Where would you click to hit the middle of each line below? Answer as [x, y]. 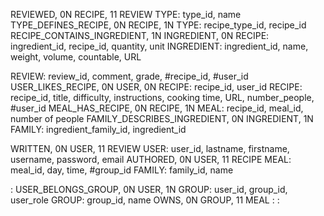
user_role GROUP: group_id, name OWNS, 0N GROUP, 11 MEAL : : [145, 200]
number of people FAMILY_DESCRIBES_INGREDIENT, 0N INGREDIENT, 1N [162, 118]
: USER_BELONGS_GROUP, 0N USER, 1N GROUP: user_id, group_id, [149, 189]
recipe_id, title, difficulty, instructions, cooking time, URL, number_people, [162, 97]
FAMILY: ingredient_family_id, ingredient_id [98, 129]
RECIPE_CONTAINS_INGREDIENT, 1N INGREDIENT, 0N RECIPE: [140, 35]
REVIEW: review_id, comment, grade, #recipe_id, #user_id [129, 76]
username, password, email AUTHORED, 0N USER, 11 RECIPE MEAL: [151, 159]
